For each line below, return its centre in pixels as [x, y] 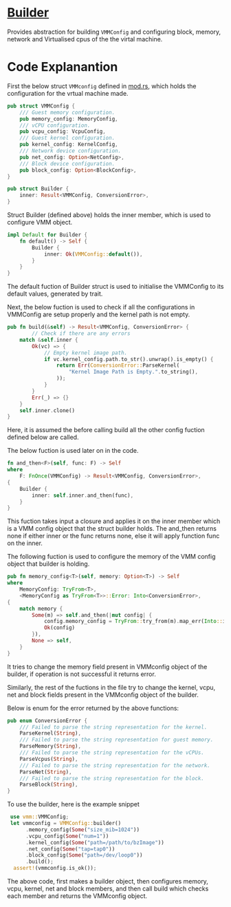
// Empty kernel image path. [86, 353]
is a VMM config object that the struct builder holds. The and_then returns [112, 529]
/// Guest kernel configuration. [67, 138]
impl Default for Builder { [47, 235]
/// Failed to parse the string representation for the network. [115, 765]
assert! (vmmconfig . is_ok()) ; [55, 868]
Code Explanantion [63, 67]
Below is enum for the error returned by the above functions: [93, 708]
